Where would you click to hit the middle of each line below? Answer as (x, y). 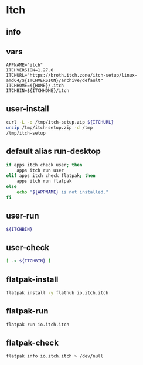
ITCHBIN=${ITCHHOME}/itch (38, 91)
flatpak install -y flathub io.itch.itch (57, 293)
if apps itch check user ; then (44, 165)
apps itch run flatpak (44, 181)
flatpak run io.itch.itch (38, 325)
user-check (28, 248)
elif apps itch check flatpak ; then (51, 176)
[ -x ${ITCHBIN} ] (28, 261)
